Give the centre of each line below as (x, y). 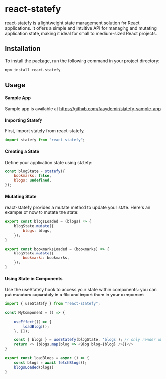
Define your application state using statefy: (49, 162)
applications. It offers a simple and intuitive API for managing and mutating (81, 28)
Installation (23, 49)
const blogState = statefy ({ (35, 171)
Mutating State (21, 196)
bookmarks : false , (33, 176)
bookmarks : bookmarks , (46, 258)
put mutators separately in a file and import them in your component (75, 295)
